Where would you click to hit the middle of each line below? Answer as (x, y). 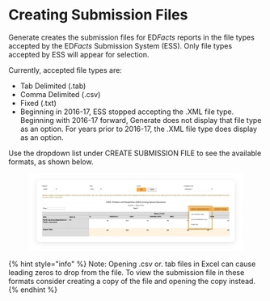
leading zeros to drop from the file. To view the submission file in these (127, 273)
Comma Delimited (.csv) (60, 94)
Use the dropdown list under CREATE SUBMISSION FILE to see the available (135, 153)
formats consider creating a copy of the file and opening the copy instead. (132, 282)
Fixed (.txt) (38, 103)
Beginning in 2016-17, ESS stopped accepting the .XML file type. (127, 112)
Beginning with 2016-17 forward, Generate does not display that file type (141, 120)
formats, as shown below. (51, 161)
